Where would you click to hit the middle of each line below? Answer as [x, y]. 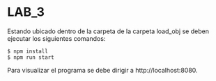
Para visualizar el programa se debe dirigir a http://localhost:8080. [102, 70]
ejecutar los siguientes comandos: [56, 38]
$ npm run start [31, 57]
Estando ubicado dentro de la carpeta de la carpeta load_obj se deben [108, 31]
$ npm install [28, 51]
